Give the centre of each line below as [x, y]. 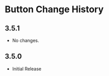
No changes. [25, 40]
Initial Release [27, 69]
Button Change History [54, 9]
